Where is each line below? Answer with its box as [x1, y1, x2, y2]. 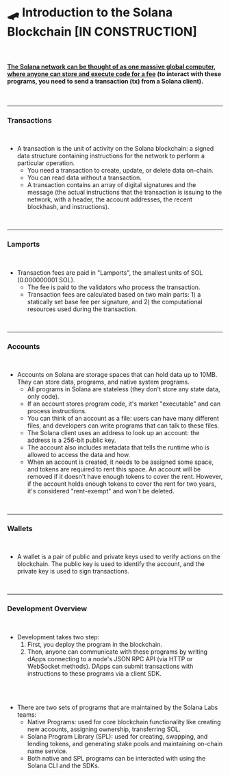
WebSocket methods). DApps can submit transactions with [27, 662, 194, 670]
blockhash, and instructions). [27, 203, 110, 211]
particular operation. [16, 159, 75, 167]
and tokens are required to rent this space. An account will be [27, 465, 201, 473]
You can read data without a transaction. [27, 173, 142, 182]
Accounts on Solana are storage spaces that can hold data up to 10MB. [16, 371, 218, 379]
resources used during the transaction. [27, 305, 138, 313]
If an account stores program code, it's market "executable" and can [27, 399, 221, 408]
